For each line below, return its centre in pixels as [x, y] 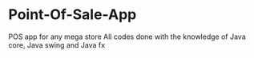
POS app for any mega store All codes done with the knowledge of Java [127, 37]
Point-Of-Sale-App [73, 15]
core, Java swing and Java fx [57, 44]
